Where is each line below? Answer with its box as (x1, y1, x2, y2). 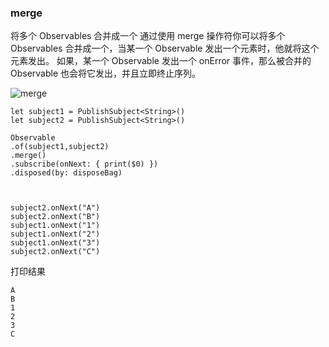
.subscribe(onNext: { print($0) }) (10, 159, 159, 170)
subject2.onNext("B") (10, 212, 101, 222)
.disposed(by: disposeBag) (10, 168, 123, 178)
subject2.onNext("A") (10, 203, 101, 213)
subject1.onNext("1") (10, 221, 101, 231)
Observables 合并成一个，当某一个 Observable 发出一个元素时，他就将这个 (10, 42, 320, 55)
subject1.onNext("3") (10, 238, 101, 248)
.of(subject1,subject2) (10, 142, 110, 152)
